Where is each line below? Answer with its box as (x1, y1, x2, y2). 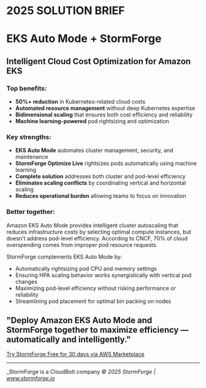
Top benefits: (6, 84, 47, 93)
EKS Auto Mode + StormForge (6, 32, 162, 46)
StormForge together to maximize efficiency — (6, 325, 189, 335)
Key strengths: (6, 132, 51, 141)
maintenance (15, 153, 48, 161)
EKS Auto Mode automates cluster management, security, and (15, 146, 174, 154)
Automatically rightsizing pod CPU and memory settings (15, 265, 158, 272)
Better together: (6, 208, 55, 216)
